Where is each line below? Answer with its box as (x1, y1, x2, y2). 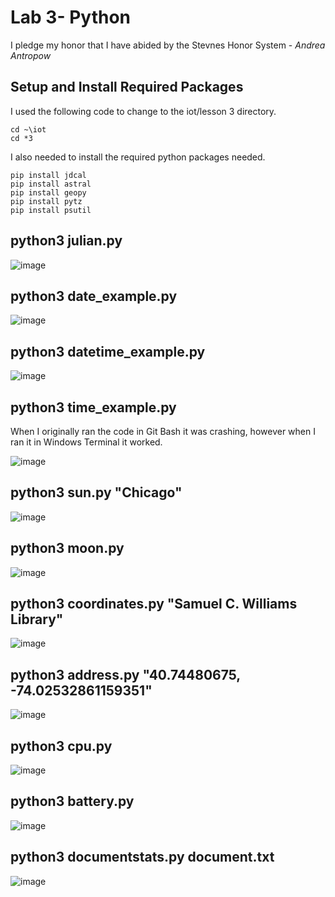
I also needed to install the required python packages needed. (10, 151, 266, 163)
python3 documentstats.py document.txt (10, 849, 275, 866)
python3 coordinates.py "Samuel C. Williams (10, 596, 298, 613)
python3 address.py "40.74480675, (10, 666, 241, 683)
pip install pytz (10, 196, 83, 206)
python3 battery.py (10, 793, 135, 810)
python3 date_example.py (10, 287, 178, 305)
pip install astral (10, 179, 92, 189)
